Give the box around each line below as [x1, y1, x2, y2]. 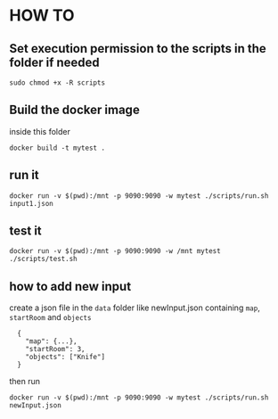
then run [9, 376, 41, 387]
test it [9, 224, 42, 239]
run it [9, 168, 40, 183]
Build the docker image [9, 103, 140, 118]
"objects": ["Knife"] [25, 353, 105, 362]
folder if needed [9, 54, 100, 70]
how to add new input [9, 278, 132, 294]
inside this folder [9, 126, 71, 136]
